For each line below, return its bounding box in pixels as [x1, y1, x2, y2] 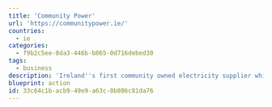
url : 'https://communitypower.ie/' [8, 19, 129, 27]
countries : [8, 27, 45, 35]
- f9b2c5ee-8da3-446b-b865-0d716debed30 [15, 49, 154, 57]
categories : [8, 42, 49, 50]
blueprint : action [8, 79, 70, 87]
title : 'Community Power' [8, 11, 96, 20]
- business [15, 64, 53, 72]
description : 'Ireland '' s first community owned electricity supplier [8, 72, 252, 80]
